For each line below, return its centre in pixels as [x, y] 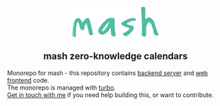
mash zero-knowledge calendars [115, 56]
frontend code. [28, 80]
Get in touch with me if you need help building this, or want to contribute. [111, 95]
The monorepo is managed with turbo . [62, 87]
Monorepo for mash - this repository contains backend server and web [108, 73]
